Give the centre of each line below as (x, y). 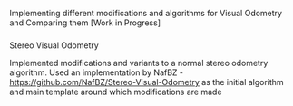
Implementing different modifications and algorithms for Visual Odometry (146, 13)
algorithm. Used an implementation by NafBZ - (97, 72)
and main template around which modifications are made (116, 92)
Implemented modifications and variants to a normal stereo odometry (139, 63)
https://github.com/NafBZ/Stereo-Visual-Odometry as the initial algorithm (146, 82)
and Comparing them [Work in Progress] (85, 23)
